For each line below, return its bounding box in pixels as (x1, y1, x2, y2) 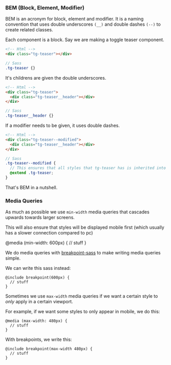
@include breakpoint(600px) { (5, 275, 70, 280)
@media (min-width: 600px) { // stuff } (5, 240, 87, 246)
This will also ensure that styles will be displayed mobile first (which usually (5, 224, 165, 230)
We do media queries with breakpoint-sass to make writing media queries (5, 250, 161, 256)
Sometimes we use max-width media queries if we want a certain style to (5, 293, 158, 299)
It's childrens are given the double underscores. (5, 75, 106, 81)
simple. (5, 255, 21, 261)
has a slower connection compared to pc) (5, 230, 93, 236)
